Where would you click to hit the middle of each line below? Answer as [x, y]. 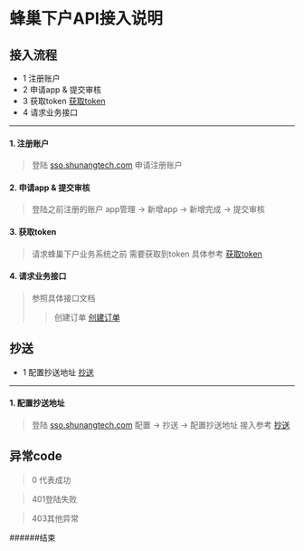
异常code [36, 456]
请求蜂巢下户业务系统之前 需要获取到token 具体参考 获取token [147, 254]
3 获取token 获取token [64, 101]
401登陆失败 [54, 498]
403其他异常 [55, 518]
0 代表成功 [51, 479]
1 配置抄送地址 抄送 [58, 372]
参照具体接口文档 [63, 298]
